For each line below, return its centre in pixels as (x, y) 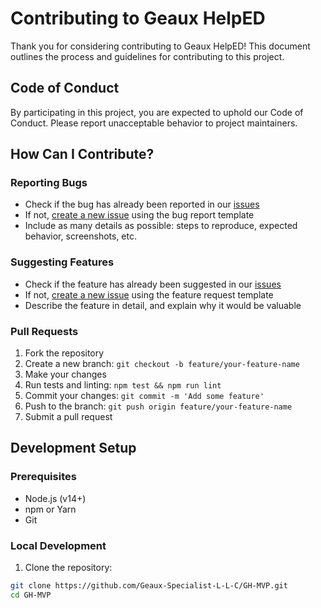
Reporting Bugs (49, 183)
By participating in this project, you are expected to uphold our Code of (157, 112)
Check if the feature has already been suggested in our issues (153, 284)
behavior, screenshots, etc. (81, 236)
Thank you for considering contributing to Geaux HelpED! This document (160, 46)
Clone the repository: (68, 568)
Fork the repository (64, 353)
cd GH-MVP (31, 595)
